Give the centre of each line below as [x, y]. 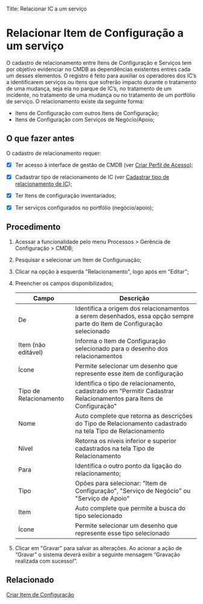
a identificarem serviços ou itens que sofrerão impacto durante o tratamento [101, 82]
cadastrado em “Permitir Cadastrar [124, 391]
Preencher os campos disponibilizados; [64, 283]
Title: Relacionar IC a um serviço [47, 9]
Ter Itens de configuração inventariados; [66, 195]
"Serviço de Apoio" [102, 498]
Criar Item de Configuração [40, 594]
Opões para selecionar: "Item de [121, 483]
